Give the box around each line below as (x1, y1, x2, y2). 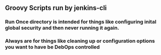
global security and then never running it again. (5, 24, 120, 31)
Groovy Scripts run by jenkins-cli (5, 4, 107, 12)
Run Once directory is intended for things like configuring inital (5, 18, 157, 25)
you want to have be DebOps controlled (5, 44, 100, 51)
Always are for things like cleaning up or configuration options (5, 37, 155, 44)
